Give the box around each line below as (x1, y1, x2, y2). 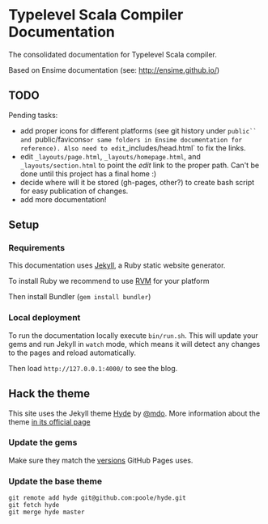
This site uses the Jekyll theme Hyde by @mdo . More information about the (8, 408, 261, 418)
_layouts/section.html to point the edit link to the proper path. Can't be (19, 160, 260, 170)
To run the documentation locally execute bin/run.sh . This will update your (8, 330, 259, 340)
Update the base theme (8, 475, 103, 487)
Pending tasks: (8, 110, 58, 120)
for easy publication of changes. (19, 186, 129, 196)
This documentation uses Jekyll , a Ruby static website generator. (8, 260, 226, 270)
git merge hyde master (8, 508, 85, 517)
